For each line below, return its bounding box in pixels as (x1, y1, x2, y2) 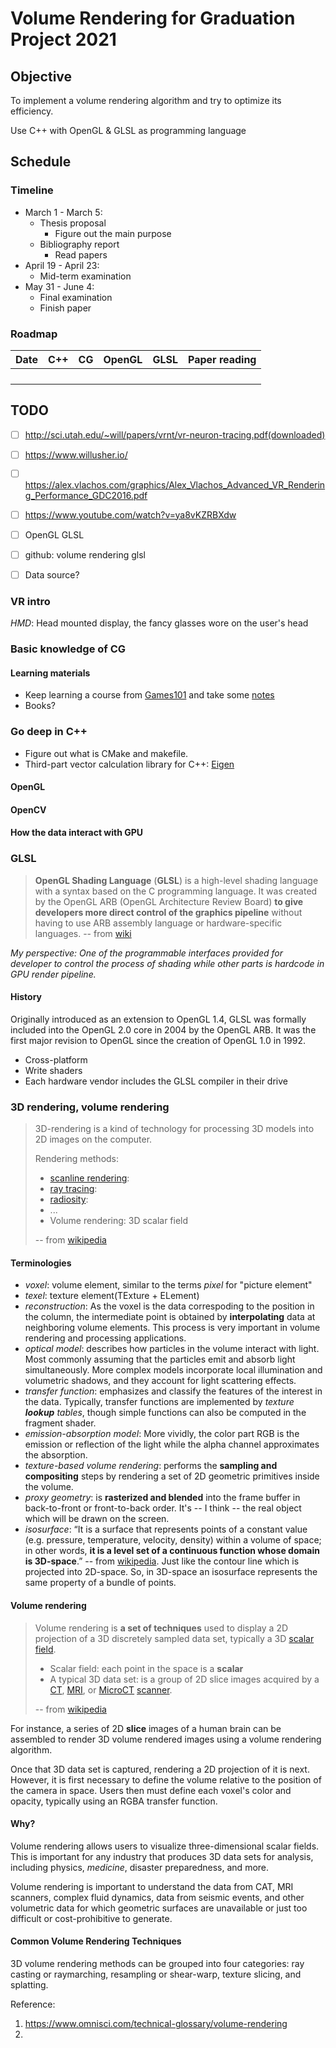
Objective (10, 68, 73, 85)
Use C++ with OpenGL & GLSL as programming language (10, 125, 247, 136)
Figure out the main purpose (54, 227, 172, 239)
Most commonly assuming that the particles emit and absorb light (24, 1353, 296, 1366)
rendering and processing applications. (24, 1332, 187, 1344)
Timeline (10, 183, 54, 197)
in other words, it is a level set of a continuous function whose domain (24, 1545, 320, 1557)
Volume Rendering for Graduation (10, 7, 296, 30)
